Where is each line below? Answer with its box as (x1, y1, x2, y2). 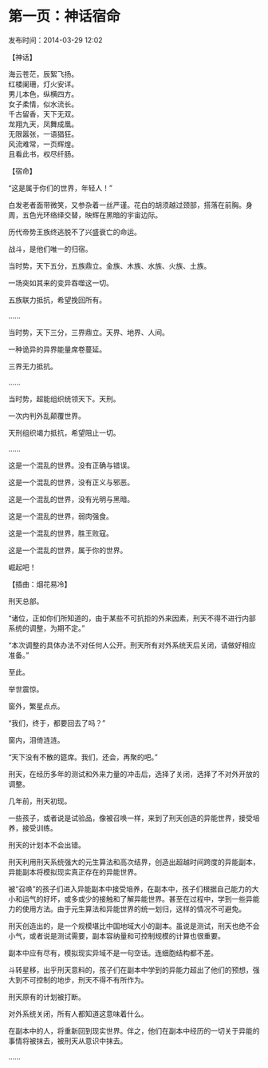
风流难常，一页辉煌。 (8, 139, 78, 149)
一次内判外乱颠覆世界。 (8, 411, 85, 420)
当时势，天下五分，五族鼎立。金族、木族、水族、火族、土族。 (8, 261, 211, 270)
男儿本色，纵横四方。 (8, 89, 78, 98)
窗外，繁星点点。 (8, 701, 65, 711)
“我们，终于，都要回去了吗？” (8, 718, 106, 727)
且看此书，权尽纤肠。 (8, 149, 78, 158)
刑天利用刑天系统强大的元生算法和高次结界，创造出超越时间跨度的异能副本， (8, 857, 260, 867)
